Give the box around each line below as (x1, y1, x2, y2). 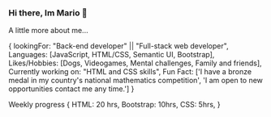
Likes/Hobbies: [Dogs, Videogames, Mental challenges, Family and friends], (8, 58, 262, 68)
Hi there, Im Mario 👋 (8, 7, 88, 19)
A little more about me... (8, 26, 88, 36)
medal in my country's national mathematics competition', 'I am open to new (8, 76, 264, 86)
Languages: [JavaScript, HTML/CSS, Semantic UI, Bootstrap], (8, 50, 215, 60)
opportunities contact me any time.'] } (8, 84, 135, 94)
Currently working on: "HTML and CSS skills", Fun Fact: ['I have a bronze (8, 67, 252, 77)
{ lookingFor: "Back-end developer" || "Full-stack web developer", (8, 41, 229, 51)
